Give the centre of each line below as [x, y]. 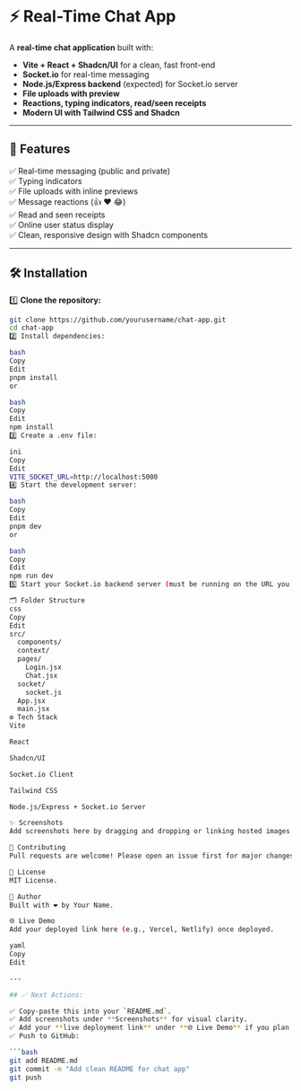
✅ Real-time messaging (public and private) [90, 171]
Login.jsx [44, 668]
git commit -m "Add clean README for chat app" [100, 1069]
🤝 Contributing [38, 848]
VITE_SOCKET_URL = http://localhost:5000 [84, 477]
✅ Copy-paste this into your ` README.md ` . [90, 1011]
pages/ [30, 659]
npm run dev [31, 576]
